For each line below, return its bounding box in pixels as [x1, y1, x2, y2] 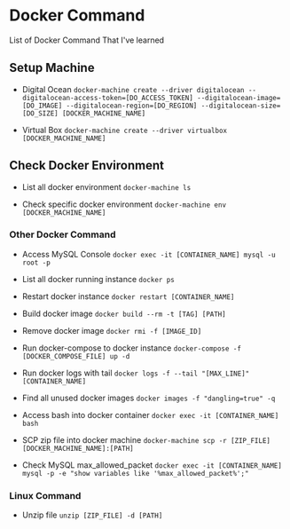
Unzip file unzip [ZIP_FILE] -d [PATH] [21, 509, 163, 520]
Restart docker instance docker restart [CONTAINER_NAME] [21, 290, 235, 302]
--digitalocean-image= [196, 93, 281, 102]
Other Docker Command [9, 228, 116, 241]
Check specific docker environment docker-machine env [21, 199, 227, 209]
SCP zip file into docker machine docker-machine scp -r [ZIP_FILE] [21, 434, 270, 445]
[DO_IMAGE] [21, 101, 63, 110]
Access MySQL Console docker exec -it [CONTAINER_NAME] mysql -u [21, 249, 277, 259]
